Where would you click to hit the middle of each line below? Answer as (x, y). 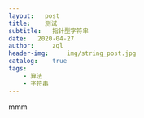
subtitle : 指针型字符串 (49, 31)
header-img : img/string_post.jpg (72, 53)
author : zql (36, 46)
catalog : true (38, 61)
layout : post (34, 16)
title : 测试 (33, 23)
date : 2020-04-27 (41, 38)
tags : (17, 69)
